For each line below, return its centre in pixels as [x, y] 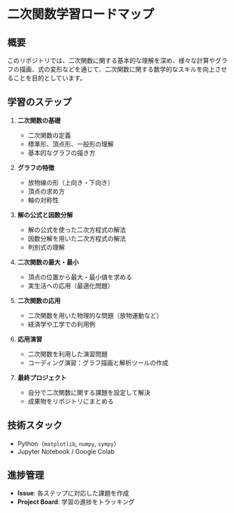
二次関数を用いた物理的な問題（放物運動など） [95, 315]
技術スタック [35, 425]
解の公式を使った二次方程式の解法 [77, 230]
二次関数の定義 [49, 135]
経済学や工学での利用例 [61, 324]
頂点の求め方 [46, 191]
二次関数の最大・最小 [48, 262]
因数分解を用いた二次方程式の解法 [77, 238]
